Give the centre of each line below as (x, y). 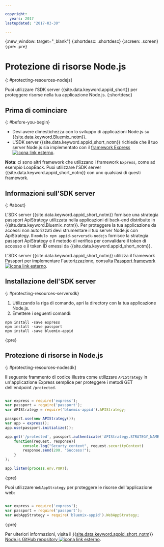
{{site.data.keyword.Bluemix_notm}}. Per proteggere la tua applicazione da (81, 225)
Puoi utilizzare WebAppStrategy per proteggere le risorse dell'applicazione (79, 487)
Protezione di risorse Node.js (66, 66)
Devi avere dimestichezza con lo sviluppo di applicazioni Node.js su (81, 132)
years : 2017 (22, 18)
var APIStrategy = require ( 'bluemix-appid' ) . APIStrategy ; (66, 410)
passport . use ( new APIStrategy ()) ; (41, 419)
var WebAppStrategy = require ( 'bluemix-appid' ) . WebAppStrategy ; (72, 515)
